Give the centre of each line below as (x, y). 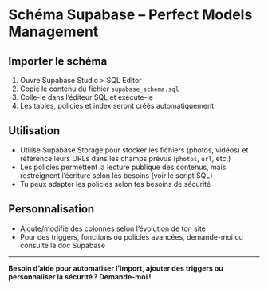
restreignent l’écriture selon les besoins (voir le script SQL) (116, 175)
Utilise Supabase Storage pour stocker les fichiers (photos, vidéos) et (134, 150)
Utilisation (34, 131)
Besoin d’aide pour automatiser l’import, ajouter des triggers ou (116, 268)
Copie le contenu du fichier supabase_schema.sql (99, 89)
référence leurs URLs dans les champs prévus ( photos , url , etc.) (125, 158)
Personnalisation (51, 209)
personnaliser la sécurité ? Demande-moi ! (80, 276)
